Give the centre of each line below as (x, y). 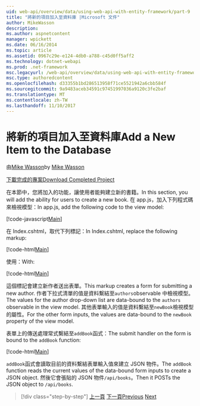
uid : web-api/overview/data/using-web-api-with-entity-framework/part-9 (98, 12)
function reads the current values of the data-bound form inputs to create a (99, 371)
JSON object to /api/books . (40, 385)
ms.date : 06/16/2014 (32, 45)
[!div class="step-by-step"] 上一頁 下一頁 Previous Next (88, 396)
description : (22, 28)
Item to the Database (59, 150)
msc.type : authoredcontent (40, 78)
